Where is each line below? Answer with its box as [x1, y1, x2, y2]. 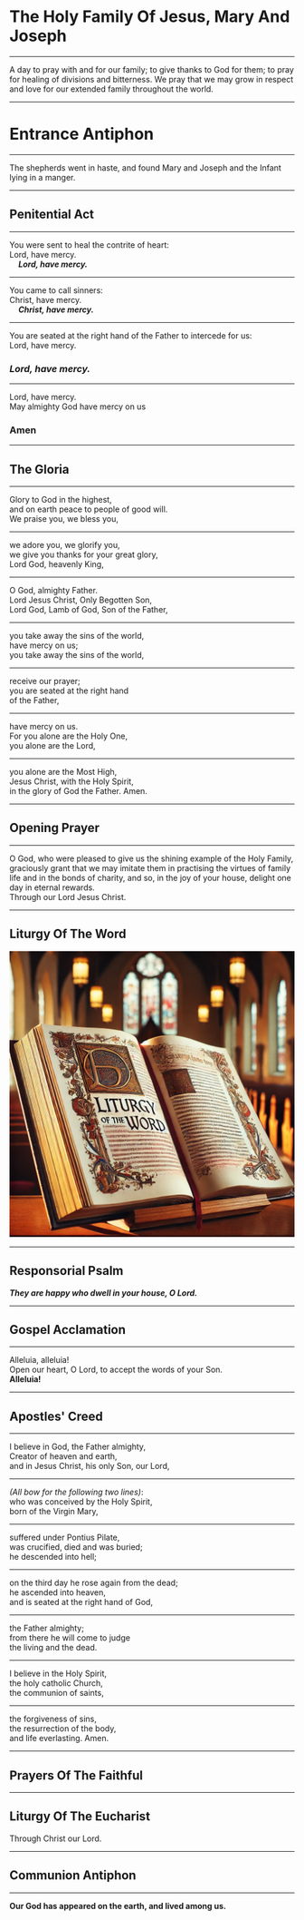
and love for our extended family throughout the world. [9, 83, 214, 94]
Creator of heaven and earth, [9, 1451, 118, 1462]
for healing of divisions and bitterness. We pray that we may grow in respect [9, 73, 294, 84]
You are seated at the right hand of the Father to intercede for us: [9, 329, 252, 341]
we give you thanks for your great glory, [9, 549, 158, 560]
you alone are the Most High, [9, 767, 118, 778]
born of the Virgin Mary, [9, 1506, 99, 1517]
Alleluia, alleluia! [9, 1355, 70, 1366]
